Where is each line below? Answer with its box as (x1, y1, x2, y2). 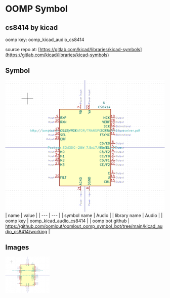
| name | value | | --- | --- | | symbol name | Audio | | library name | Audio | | (5, 212, 163, 218)
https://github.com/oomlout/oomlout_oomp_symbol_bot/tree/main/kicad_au (5, 223, 163, 229)
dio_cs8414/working (5, 228, 48, 234)
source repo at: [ (5, 47, 40, 52)
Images (5, 243, 29, 251)
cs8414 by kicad (5, 23, 58, 32)
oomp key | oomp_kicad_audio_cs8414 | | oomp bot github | (5, 218, 130, 224)
